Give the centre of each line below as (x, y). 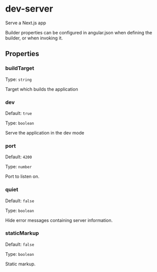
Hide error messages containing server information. (59, 220)
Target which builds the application (42, 89)
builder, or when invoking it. (34, 38)
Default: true (19, 113)
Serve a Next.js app (26, 23)
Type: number (18, 167)
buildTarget (20, 68)
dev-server (29, 9)
